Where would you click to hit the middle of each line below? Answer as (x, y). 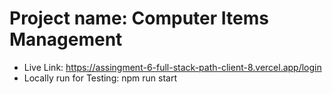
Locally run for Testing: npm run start (100, 78)
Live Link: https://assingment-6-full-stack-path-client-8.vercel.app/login (172, 67)
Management (66, 39)
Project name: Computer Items (139, 18)
